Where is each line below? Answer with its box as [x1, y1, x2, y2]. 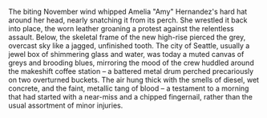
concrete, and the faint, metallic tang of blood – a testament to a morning [8, 83, 249, 93]
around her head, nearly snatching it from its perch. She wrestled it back [8, 15, 248, 25]
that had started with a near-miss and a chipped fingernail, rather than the [8, 92, 253, 101]
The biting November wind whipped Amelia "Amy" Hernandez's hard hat [8, 7, 248, 16]
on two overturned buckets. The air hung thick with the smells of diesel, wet [8, 75, 259, 84]
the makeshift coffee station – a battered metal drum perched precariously [8, 67, 254, 75]
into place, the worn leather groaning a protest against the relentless [8, 24, 234, 33]
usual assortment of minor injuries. [8, 100, 123, 110]
